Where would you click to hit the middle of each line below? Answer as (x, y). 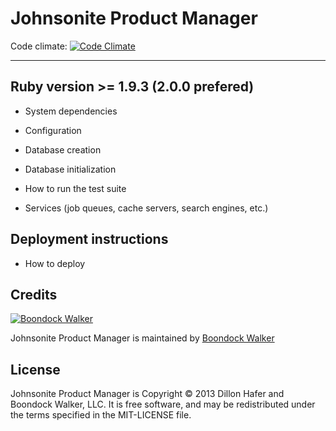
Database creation (63, 149)
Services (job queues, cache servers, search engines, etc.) (146, 208)
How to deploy (55, 263)
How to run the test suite (75, 188)
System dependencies (71, 111)
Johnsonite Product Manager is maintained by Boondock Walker (142, 338)
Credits (34, 294)
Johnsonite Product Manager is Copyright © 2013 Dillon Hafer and (147, 394)
